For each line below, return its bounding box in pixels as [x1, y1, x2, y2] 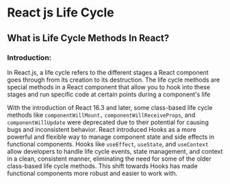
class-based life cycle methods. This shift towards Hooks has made [7, 161, 198, 170]
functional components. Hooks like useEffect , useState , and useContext [7, 139, 209, 148]
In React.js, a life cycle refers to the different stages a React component [7, 68, 209, 76]
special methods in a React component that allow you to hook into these [7, 82, 211, 91]
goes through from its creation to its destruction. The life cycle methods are [7, 76, 220, 84]
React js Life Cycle [7, 5, 114, 21]
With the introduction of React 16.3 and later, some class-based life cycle [7, 103, 213, 111]
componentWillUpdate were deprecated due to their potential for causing [7, 118, 209, 126]
